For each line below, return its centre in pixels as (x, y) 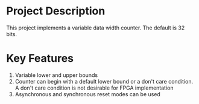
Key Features (40, 59)
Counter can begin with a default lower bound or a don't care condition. (104, 81)
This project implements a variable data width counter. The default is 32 (96, 28)
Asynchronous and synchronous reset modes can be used (88, 94)
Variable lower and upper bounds (56, 75)
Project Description (56, 11)
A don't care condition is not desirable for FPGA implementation (94, 88)
